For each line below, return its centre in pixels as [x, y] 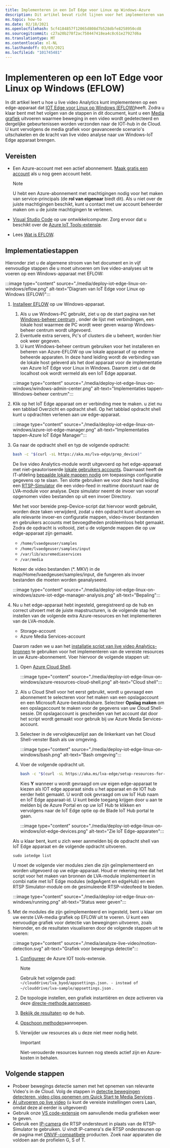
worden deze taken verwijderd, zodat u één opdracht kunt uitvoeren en [87, 511]
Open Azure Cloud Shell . [46, 667]
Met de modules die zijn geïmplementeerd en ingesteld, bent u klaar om [88, 911]
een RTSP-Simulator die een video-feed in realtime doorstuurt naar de [86, 485]
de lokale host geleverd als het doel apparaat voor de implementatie [91, 363]
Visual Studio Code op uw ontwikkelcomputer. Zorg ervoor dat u [79, 219]
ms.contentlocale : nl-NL [31, 43]
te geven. [22, 1118]
